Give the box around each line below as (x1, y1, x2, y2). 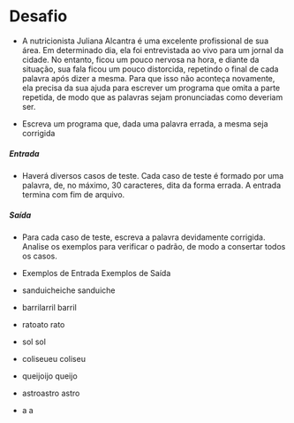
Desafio (9, 6, 68, 27)
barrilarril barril (21, 302, 77, 312)
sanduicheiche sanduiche (21, 285, 116, 296)
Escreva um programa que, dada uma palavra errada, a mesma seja (21, 118, 268, 129)
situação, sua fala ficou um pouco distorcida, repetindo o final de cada (21, 64, 279, 74)
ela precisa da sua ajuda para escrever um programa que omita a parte (21, 82, 281, 93)
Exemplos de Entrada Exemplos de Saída (21, 267, 171, 278)
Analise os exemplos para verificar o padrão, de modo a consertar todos (21, 241, 286, 251)
